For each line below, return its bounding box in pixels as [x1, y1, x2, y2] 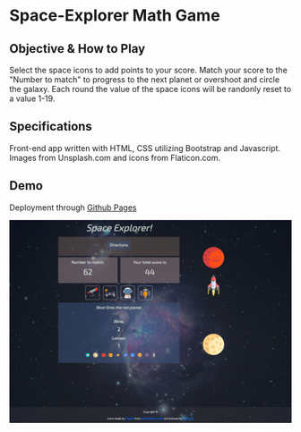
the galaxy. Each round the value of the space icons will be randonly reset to [9, 84, 292, 94]
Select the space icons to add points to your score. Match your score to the [9, 64, 288, 75]
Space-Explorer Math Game [9, 5, 221, 26]
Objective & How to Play [9, 41, 146, 56]
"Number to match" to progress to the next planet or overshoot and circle [9, 74, 280, 85]
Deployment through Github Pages [9, 202, 137, 213]
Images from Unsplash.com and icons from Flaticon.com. [9, 152, 221, 163]
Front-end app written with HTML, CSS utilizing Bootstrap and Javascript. [9, 142, 280, 153]
